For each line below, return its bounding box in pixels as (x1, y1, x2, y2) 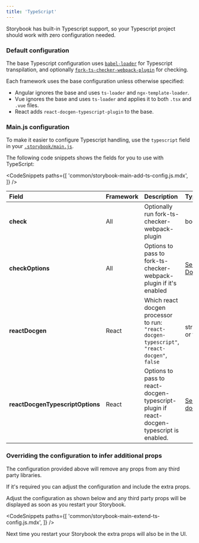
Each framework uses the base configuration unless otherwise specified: (6, 77, 185, 84)
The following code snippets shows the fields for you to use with (6, 154, 164, 161)
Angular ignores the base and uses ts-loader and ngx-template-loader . (14, 89, 190, 96)
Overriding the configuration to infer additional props (6, 451, 162, 460)
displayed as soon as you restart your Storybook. (6, 501, 126, 508)
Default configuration (6, 46, 69, 54)
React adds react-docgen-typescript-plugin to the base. (14, 108, 154, 115)
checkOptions (9, 264, 50, 272)
